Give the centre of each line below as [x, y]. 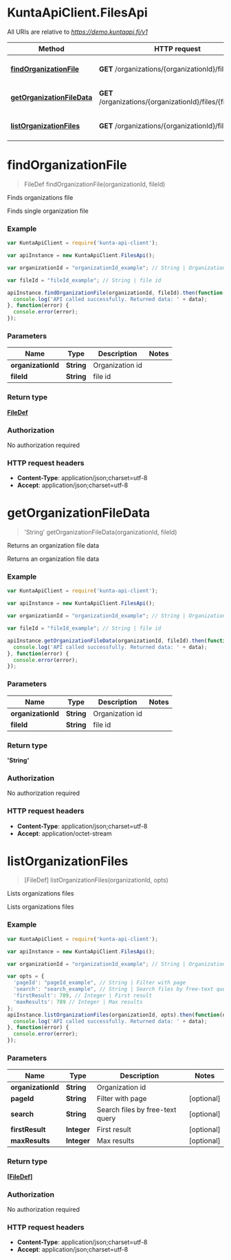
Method [51, 48]
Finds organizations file [40, 197]
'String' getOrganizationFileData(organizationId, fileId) [100, 533]
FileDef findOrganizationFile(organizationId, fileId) [95, 184]
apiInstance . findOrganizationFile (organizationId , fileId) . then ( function [115, 293]
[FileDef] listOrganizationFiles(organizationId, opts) [96, 880]
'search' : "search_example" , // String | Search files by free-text [113, 989]
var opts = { [26, 976]
